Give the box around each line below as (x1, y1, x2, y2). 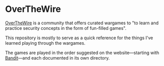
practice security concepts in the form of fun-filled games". (5, 25, 127, 31)
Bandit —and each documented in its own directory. (5, 55, 110, 61)
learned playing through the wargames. (5, 40, 86, 46)
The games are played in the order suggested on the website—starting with (5, 50, 160, 56)
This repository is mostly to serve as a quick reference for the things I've (5, 35, 154, 41)
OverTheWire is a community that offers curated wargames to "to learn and (5, 20, 159, 26)
